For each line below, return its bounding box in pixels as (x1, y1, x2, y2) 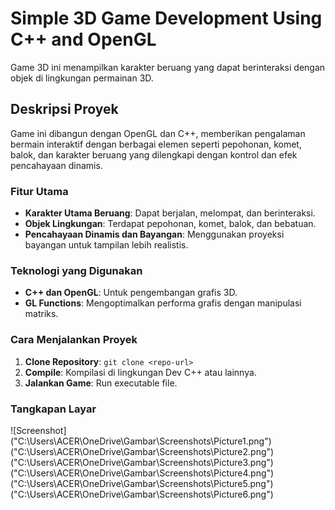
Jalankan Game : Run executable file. (24, 377, 178, 389)
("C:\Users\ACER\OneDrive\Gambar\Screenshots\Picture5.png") (10, 477, 274, 489)
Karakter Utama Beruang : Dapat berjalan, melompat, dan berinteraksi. (24, 207, 316, 219)
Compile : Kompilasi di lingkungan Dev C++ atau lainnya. (24, 366, 257, 378)
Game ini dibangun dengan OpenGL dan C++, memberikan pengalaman (10, 127, 306, 139)
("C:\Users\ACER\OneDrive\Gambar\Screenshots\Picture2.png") (10, 445, 275, 457)
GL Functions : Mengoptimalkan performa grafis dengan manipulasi (24, 297, 302, 309)
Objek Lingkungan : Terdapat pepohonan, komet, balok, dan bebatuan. (24, 218, 317, 230)
